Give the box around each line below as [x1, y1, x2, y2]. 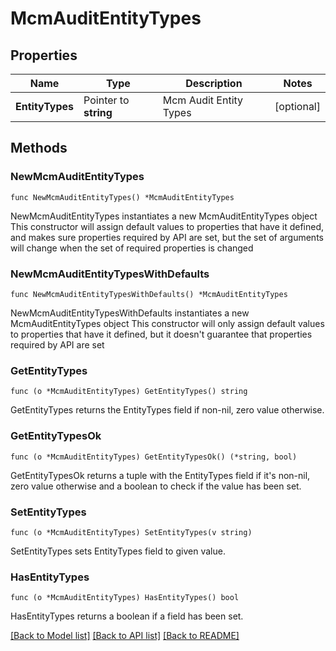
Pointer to [83, 93, 130, 107]
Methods [10, 140, 68, 157]
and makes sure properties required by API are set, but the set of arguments [10, 231, 324, 243]
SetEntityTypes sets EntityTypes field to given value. [10, 545, 226, 557]
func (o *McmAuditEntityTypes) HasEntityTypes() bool [10, 593, 240, 603]
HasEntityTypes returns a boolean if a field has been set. [10, 610, 244, 622]
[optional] [274, 100, 321, 113]
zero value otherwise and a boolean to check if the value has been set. [10, 480, 302, 492]
